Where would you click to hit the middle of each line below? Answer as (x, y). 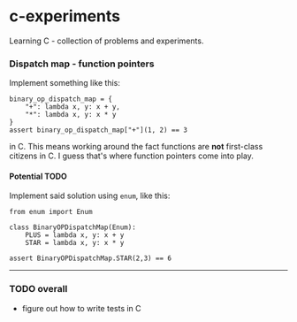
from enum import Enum (51, 212)
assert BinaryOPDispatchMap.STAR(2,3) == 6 (91, 258)
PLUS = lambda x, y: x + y (75, 235)
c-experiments (65, 16)
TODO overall (38, 289)
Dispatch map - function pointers (82, 64)
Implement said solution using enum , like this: (90, 195)
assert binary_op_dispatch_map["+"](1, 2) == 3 (99, 130)
